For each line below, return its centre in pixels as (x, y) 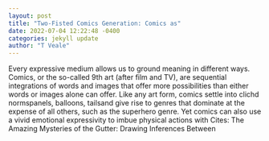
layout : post (30, 16)
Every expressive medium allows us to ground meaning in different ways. (129, 68)
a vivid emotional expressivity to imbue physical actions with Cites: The (126, 120)
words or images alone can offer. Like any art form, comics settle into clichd (134, 94)
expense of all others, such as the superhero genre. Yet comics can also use (135, 112)
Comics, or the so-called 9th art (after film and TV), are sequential (118, 77)
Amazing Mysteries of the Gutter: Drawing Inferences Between (112, 129)
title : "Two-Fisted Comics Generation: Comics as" (95, 23)
